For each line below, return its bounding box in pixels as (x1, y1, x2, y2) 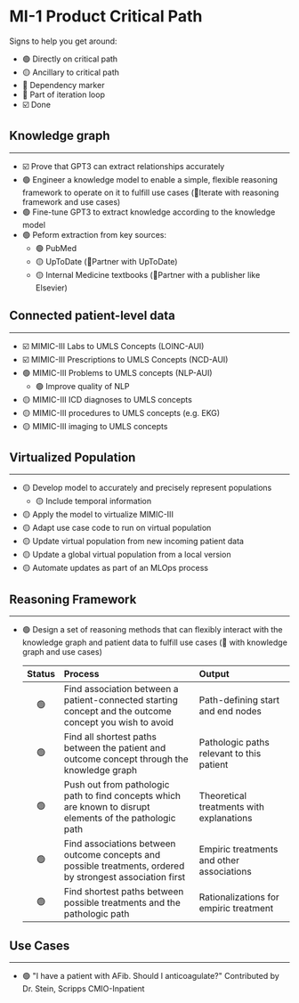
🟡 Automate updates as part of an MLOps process (21, 563, 209, 574)
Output (198, 668, 230, 681)
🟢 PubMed (35, 242, 77, 253)
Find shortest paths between (63, 885, 184, 898)
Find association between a (63, 683, 179, 696)
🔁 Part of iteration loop (21, 89, 105, 100)
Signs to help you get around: (9, 36, 117, 46)
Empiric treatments (198, 844, 279, 856)
